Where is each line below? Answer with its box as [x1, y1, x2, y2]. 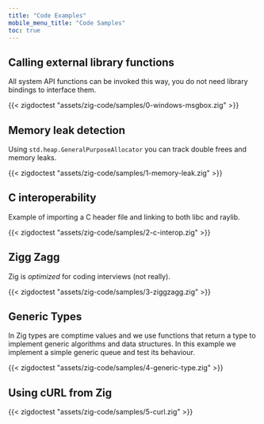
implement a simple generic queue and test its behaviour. [8, 348, 196, 357]
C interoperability [8, 191, 97, 204]
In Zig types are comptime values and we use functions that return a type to [8, 330, 256, 341]
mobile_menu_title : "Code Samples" [8, 19, 126, 27]
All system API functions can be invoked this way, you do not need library [8, 77, 248, 86]
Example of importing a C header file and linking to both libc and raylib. [8, 212, 240, 222]
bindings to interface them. [8, 85, 97, 95]
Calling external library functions [8, 55, 174, 69]
